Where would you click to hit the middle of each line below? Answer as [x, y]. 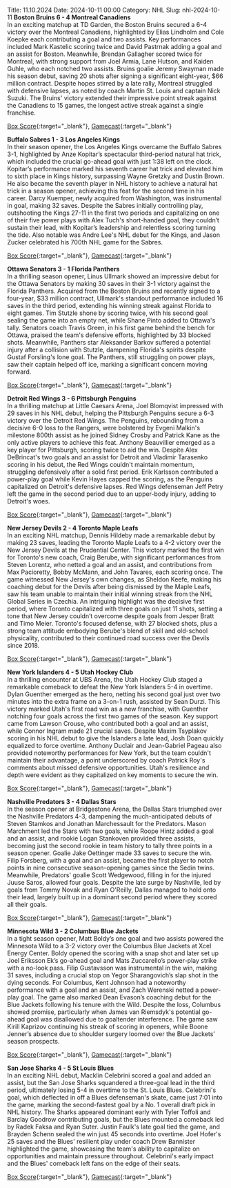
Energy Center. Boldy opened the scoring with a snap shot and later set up [113, 953]
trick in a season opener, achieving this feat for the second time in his [106, 191]
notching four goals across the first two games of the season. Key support [113, 716]
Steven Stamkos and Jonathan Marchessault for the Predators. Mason [107, 824]
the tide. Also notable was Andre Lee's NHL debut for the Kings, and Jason [114, 235]
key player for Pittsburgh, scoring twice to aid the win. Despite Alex [102, 450]
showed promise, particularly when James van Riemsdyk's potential [104, 1012]
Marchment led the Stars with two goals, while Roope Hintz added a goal [110, 831]
